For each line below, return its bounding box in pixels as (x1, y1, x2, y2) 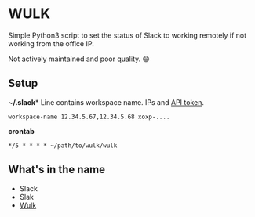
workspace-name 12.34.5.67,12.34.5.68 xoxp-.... (8, 113, 170, 121)
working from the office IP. (8, 38, 94, 48)
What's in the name (8, 163, 106, 176)
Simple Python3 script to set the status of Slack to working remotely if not (8, 31, 247, 40)
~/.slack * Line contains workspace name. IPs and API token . (8, 97, 205, 107)
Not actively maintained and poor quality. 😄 (8, 54, 151, 63)
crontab (8, 126, 35, 136)
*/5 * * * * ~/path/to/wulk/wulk (8, 142, 118, 150)
